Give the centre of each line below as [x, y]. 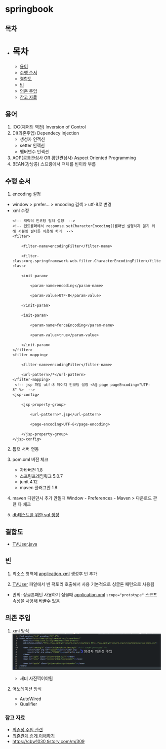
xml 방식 [21, 630]
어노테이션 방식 [27, 689]
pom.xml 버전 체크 [30, 459]
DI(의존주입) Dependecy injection [45, 133]
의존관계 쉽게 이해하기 [34, 736]
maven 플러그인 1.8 [39, 488]
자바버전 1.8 [31, 470]
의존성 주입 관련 [27, 729]
